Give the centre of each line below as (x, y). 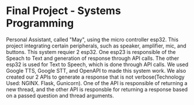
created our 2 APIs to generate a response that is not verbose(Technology (96, 77)
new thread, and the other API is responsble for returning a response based (97, 89)
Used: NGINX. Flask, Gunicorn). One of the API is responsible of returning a (97, 83)
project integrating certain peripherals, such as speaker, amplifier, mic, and (96, 46)
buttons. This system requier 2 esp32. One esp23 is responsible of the (91, 52)
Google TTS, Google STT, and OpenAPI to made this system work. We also (96, 70)
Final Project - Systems (64, 11)
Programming (40, 23)
